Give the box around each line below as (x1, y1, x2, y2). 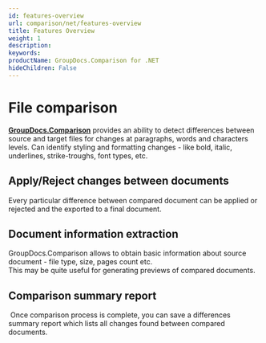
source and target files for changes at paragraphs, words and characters (8, 133, 248, 143)
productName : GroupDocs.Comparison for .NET (8, 57, 159, 65)
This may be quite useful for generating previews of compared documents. (8, 266, 256, 276)
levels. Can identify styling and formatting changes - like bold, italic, (8, 142, 232, 152)
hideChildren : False (8, 64, 78, 72)
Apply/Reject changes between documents (8, 174, 230, 188)
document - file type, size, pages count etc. (8, 257, 153, 267)
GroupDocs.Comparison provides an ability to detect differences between (8, 125, 255, 135)
